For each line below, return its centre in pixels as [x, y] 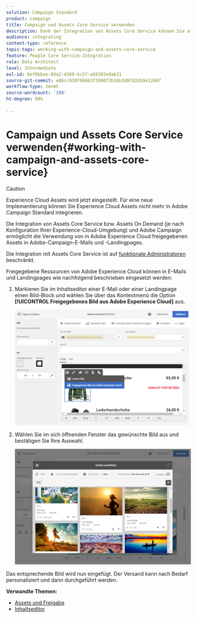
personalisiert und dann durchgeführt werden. [62, 580]
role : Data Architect [33, 62]
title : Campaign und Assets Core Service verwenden [70, 25]
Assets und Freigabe [39, 602]
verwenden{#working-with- [76, 147]
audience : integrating [34, 37]
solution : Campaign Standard [42, 12]
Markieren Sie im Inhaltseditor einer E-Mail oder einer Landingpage [96, 289]
